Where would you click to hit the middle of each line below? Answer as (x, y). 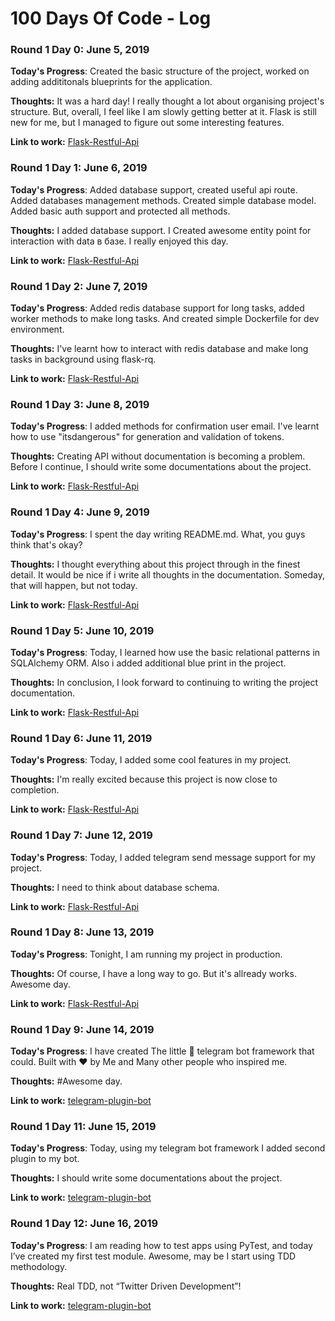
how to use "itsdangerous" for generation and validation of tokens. (147, 437)
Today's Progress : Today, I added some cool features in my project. (151, 760)
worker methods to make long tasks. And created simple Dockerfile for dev (165, 319)
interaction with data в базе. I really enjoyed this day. (119, 241)
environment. (37, 329)
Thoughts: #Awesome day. (66, 1081)
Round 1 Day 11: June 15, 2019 (83, 1127)
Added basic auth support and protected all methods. (120, 211)
